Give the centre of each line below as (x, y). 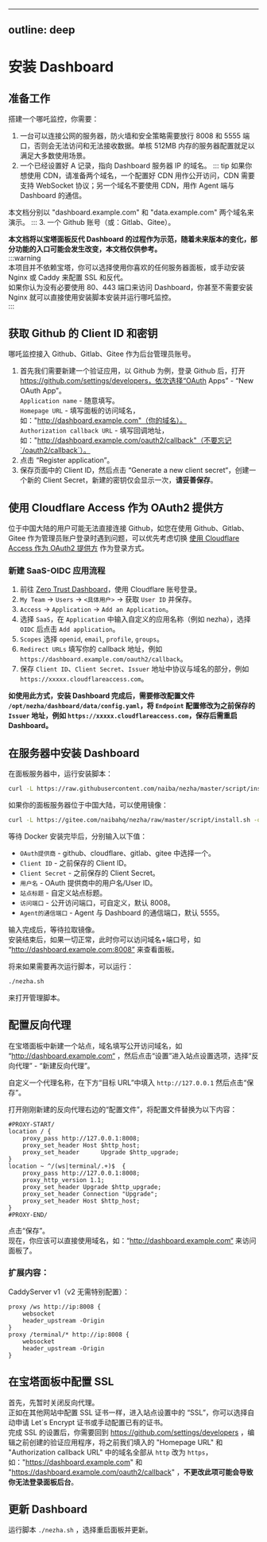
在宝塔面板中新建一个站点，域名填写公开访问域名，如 (95, 1045)
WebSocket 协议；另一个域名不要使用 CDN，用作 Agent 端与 (135, 186)
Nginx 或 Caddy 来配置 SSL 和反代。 (68, 277)
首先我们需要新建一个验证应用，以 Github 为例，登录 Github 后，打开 (132, 371)
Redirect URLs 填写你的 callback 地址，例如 (91, 649)
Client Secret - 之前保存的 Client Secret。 (90, 873)
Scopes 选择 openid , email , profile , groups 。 (92, 639)
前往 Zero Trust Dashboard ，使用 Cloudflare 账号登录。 (110, 590)
